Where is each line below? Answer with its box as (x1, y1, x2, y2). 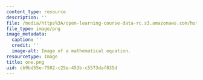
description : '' (6, 14, 47, 20)
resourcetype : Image (6, 54, 59, 60)
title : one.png (6, 59, 45, 65)
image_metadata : (6, 31, 47, 37)
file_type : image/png (6, 25, 61, 32)
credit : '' (11, 43, 39, 49)
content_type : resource (6, 8, 66, 15)
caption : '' (11, 37, 42, 43)
